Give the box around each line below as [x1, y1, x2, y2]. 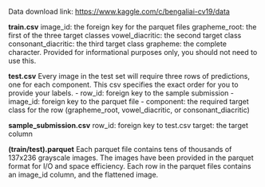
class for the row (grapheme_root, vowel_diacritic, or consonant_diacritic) [8, 105, 250, 115]
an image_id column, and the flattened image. [8, 170, 159, 179]
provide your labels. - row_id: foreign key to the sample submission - [8, 88, 234, 98]
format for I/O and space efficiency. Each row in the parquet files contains [8, 162, 251, 170]
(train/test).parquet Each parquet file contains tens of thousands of [8, 145, 232, 154]
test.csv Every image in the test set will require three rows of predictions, [8, 72, 250, 80]
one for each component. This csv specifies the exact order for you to [8, 80, 239, 89]
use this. [8, 56, 37, 65]
